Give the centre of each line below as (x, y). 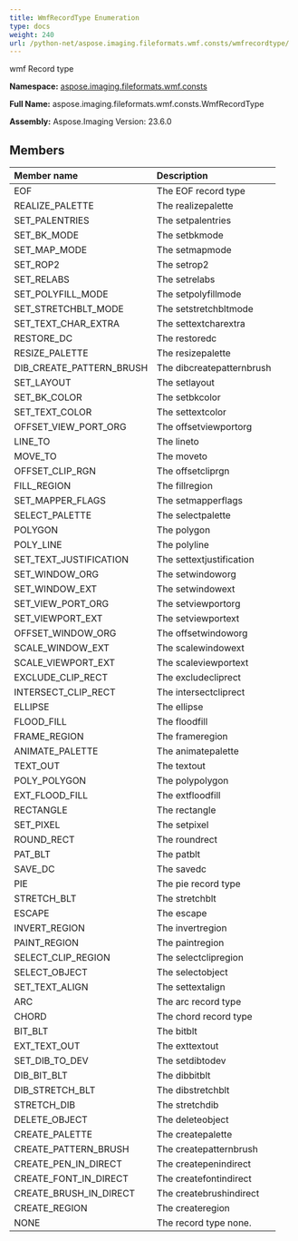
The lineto (178, 442)
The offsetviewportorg (205, 427)
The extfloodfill (189, 796)
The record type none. (204, 1223)
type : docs (30, 26)
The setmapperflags (200, 501)
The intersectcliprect (201, 692)
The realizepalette (195, 206)
